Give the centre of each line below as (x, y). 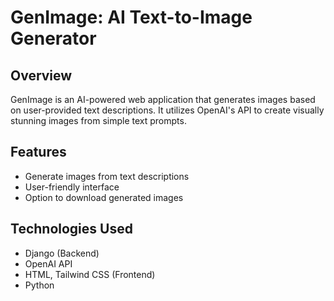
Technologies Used (71, 229)
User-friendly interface (72, 187)
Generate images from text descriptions (107, 176)
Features (38, 152)
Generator (53, 38)
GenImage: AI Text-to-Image (131, 17)
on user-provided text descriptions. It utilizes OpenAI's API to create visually (167, 110)
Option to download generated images (104, 197)
